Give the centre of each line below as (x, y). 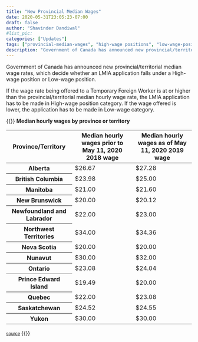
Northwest (39, 229)
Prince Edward (39, 279)
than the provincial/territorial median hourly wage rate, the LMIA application (98, 97)
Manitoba (39, 189)
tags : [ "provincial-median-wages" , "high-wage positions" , (80, 45)
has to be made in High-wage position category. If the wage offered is (91, 103)
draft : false (22, 22)
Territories (39, 236)
